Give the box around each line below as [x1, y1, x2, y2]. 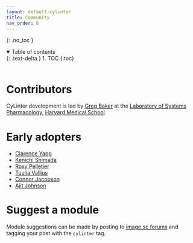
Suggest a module [6, 203, 100, 217]
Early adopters [6, 130, 81, 144]
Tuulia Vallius [14, 169, 48, 177]
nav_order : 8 [6, 20, 39, 26]
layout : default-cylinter [6, 8, 71, 15]
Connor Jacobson [14, 176, 60, 183]
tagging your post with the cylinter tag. [6, 230, 106, 237]
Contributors [6, 82, 72, 96]
